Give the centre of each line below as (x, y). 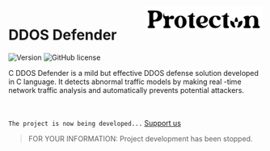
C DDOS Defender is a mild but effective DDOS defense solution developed (133, 73)
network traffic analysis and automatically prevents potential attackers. (127, 90)
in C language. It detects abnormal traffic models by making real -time (125, 82)
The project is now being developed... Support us (95, 123)
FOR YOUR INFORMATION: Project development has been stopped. (140, 138)
